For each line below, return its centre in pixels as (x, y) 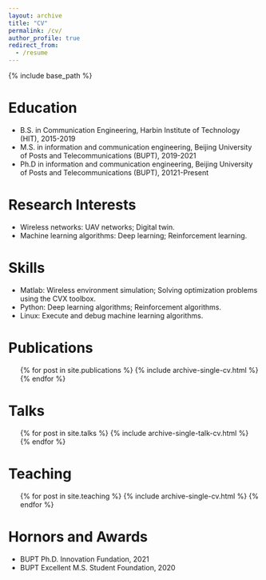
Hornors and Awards (78, 536)
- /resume (32, 53)
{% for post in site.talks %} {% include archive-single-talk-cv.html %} (134, 433)
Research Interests (72, 205)
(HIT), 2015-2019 (48, 138)
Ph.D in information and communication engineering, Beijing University (136, 164)
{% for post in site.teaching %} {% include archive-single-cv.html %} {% (139, 496)
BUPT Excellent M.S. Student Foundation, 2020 (97, 567)
